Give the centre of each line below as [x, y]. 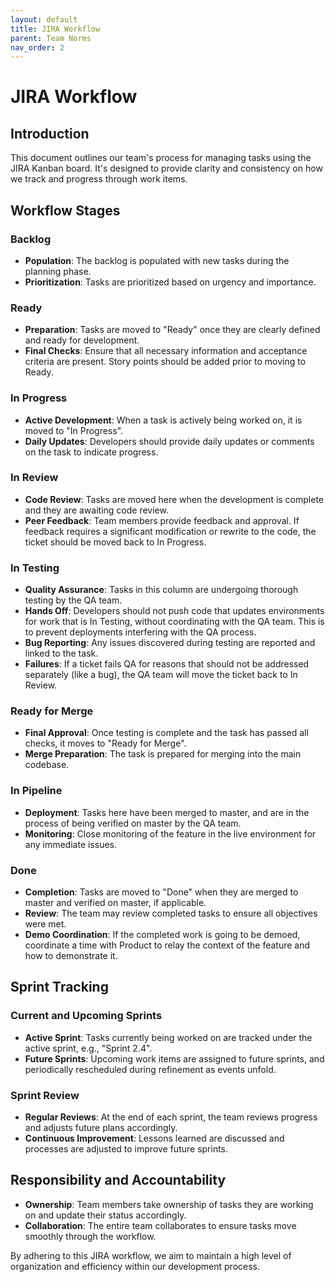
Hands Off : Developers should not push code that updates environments [174, 611]
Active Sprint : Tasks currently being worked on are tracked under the [168, 1037]
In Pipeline [36, 791]
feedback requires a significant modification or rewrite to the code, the [170, 531]
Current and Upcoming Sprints [86, 1016]
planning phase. [58, 271]
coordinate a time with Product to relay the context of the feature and [167, 945]
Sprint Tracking [59, 987]
